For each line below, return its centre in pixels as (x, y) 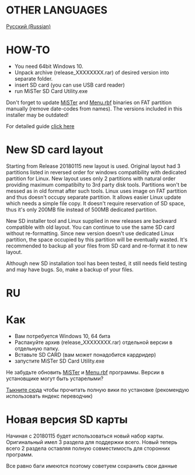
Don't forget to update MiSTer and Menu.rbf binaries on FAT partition (89, 102)
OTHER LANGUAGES (57, 10)
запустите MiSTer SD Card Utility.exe (60, 361)
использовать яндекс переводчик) (49, 396)
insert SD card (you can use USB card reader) (70, 85)
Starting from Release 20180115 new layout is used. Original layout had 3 (93, 166)
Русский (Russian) (29, 26)
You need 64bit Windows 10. (49, 66)
